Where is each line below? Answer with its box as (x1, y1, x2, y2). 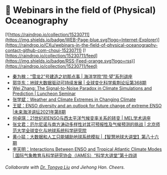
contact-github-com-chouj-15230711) (5, 47, 82, 53)
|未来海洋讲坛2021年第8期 (12, 109, 66, 115)
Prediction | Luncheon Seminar (12, 90, 76, 96)
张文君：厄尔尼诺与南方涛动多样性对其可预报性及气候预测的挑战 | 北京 (12, 121, 156, 127)
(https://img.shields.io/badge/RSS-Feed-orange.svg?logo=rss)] (5, 58, 135, 64)
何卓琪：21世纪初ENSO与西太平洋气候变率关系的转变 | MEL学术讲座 (12, 115, 151, 121)
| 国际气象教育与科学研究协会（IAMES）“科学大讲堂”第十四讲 (12, 152, 138, 158)
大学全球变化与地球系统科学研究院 (16, 127, 87, 133)
